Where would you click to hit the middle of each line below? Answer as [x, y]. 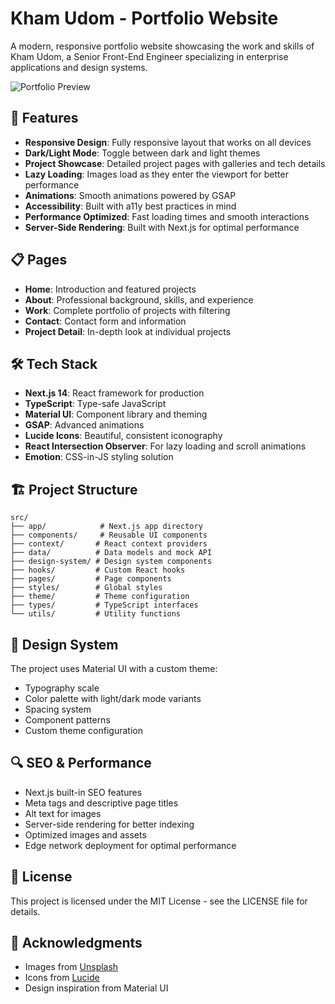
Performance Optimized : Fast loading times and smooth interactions [167, 216]
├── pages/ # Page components [91, 579]
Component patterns [67, 720]
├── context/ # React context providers [109, 544]
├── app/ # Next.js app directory [106, 527]
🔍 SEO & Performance [81, 763]
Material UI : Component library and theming [116, 414]
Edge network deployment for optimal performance [130, 845]
